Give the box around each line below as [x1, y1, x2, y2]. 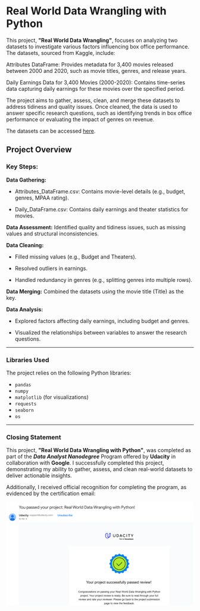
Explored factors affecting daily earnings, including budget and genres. [14, 317, 190, 324]
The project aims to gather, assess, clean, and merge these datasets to [6, 97, 180, 104]
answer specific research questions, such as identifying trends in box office [6, 109, 192, 116]
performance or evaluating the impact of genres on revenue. [6, 115, 155, 123]
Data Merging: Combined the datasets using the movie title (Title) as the [6, 288, 184, 295]
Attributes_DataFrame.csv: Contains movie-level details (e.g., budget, [14, 188, 186, 195]
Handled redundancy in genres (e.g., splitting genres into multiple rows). [14, 276, 192, 283]
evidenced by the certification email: [6, 490, 96, 497]
